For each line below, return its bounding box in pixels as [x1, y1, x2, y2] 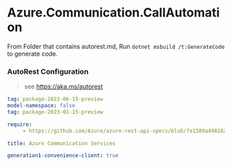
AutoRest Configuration [7, 67, 89, 76]
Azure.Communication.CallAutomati [7, 5, 220, 21]
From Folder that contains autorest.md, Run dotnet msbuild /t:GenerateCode [7, 42, 225, 50]
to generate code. [7, 50, 58, 58]
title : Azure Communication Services [7, 140, 116, 147]
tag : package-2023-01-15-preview [7, 108, 104, 115]
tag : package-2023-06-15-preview [7, 96, 104, 103]
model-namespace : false [7, 102, 76, 110]
